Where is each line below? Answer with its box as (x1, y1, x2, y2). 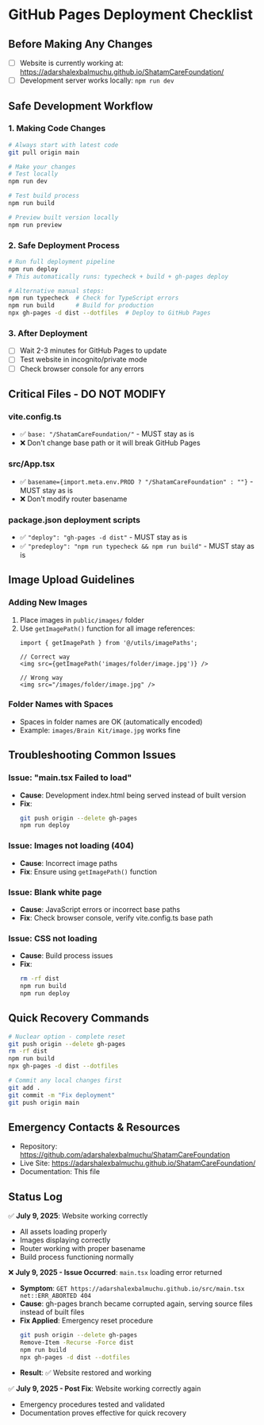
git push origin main (8, 1099, 80, 1106)
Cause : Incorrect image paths (19, 858, 117, 867)
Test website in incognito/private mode (19, 355, 147, 365)
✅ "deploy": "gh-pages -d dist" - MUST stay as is (19, 532, 188, 542)
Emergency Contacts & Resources (8, 1120, 181, 1133)
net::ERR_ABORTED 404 (19, 1292, 91, 1300)
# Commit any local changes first (8, 1076, 123, 1084)
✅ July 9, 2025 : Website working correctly (8, 1211, 148, 1221)
